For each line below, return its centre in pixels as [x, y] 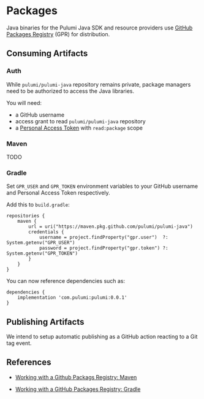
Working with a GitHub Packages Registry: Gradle [78, 389]
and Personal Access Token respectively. [58, 193]
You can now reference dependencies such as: [66, 281]
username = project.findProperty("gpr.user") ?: [104, 238]
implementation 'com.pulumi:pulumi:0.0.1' [72, 298]
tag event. [19, 343]
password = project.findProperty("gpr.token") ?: [104, 248]
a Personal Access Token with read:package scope [79, 128]
